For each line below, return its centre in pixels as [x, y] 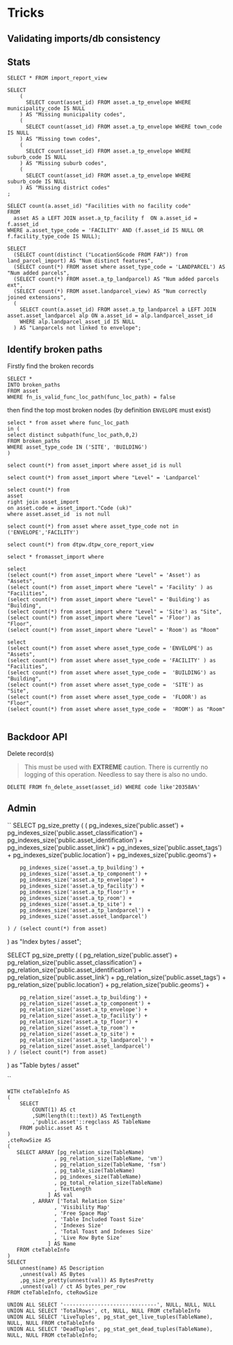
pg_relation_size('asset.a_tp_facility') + [84, 1016]
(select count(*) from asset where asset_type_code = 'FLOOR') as [107, 697]
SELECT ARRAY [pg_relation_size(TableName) [80, 1152]
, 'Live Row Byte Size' [88, 1238]
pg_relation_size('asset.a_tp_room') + [78, 1028]
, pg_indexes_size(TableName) [97, 1176]
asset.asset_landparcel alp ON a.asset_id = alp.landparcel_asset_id [110, 316]
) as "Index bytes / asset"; [45, 941]
